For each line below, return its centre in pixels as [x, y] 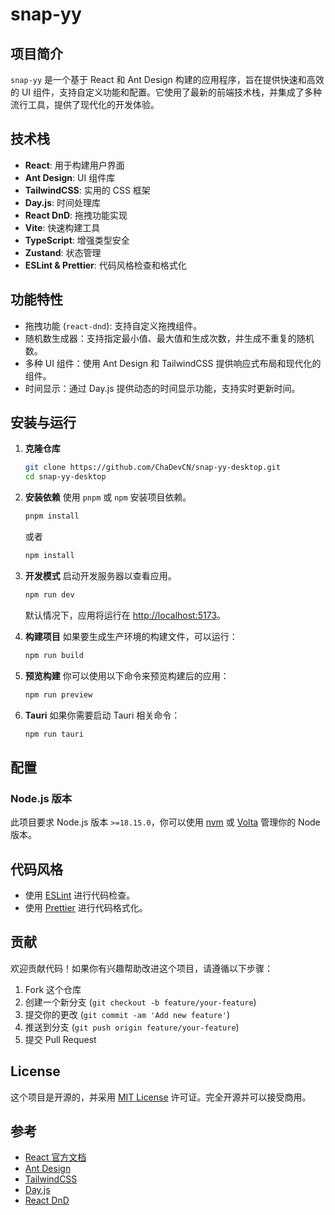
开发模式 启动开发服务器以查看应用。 [100, 575]
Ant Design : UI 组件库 [70, 177]
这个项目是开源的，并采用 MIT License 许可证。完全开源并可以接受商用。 [161, 1097]
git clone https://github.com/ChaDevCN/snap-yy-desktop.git [152, 468]
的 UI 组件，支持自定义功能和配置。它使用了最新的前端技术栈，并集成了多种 [166, 92]
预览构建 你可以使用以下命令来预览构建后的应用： [127, 675]
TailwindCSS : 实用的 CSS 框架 [87, 190]
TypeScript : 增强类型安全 [77, 240]
